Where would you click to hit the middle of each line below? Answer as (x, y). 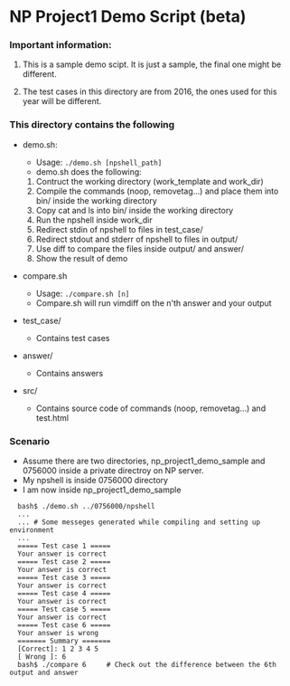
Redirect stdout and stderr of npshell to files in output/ (137, 239)
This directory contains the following (92, 125)
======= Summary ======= (64, 641)
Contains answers (70, 373)
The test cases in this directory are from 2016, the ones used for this (150, 91)
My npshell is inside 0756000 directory (95, 481)
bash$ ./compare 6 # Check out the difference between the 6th (147, 665)
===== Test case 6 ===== (64, 625)
